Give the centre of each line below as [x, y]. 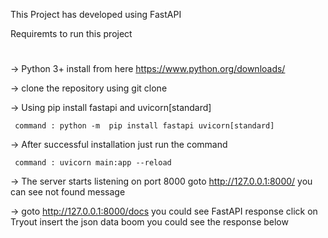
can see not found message [68, 192]
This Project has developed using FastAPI [96, 14]
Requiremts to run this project [71, 33]
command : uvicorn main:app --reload [93, 163]
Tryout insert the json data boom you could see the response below [149, 222]
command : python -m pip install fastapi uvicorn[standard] [144, 126]
